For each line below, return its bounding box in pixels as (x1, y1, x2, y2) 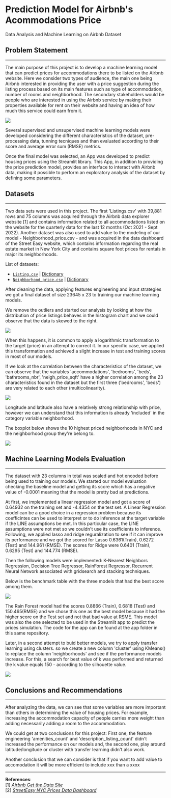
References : (5, 777, 32, 783)
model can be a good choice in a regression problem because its (5, 510, 141, 516)
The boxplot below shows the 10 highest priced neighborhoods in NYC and (5, 425, 163, 431)
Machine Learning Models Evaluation (5, 454, 126, 463)
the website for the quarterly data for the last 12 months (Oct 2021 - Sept (5, 224, 158, 230)
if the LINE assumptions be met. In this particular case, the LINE (5, 520, 139, 527)
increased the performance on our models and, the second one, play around (5, 741, 165, 747)
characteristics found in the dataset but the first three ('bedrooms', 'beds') (5, 379, 161, 386)
